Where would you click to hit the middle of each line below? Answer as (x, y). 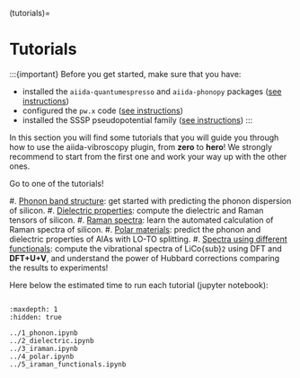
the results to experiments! (59, 268)
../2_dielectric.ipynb (52, 340)
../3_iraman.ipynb (44, 348)
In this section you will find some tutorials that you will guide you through (144, 137)
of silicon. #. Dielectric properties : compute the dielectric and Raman (137, 210)
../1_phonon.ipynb (44, 333)
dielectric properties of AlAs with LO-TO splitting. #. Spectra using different (148, 239)
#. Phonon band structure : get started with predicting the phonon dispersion (150, 200)
